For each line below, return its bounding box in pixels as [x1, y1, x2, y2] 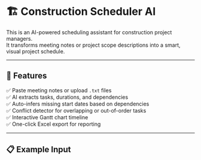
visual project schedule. [6, 47, 65, 55]
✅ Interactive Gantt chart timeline [6, 113, 89, 120]
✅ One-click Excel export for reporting [6, 120, 101, 128]
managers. [6, 35, 33, 42]
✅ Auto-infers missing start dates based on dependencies [6, 100, 150, 107]
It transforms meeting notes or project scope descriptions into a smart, [6, 41, 181, 49]
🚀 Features [6, 71, 47, 81]
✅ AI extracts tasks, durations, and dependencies [6, 93, 129, 101]
